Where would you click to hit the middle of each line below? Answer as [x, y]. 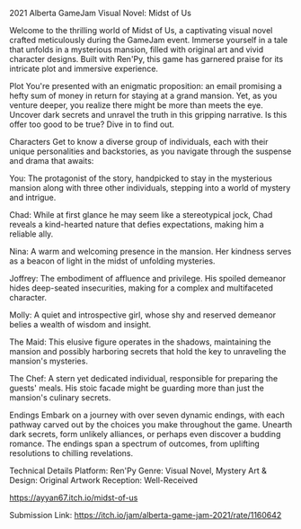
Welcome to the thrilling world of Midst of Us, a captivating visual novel [141, 30]
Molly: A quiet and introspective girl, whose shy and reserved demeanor [143, 315]
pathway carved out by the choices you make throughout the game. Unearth [151, 425]
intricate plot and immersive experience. [84, 68]
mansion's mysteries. [49, 361]
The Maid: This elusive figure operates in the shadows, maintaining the [140, 342]
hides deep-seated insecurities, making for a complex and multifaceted [142, 288]
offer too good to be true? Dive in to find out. [92, 124]
